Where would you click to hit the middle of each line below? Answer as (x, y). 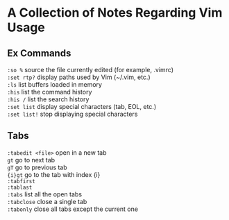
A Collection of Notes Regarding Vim (115, 13)
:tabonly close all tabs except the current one (73, 209)
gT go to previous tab (37, 167)
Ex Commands (39, 53)
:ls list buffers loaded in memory (55, 84)
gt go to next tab (31, 160)
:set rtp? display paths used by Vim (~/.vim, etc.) (79, 77)
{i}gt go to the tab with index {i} (54, 174)
